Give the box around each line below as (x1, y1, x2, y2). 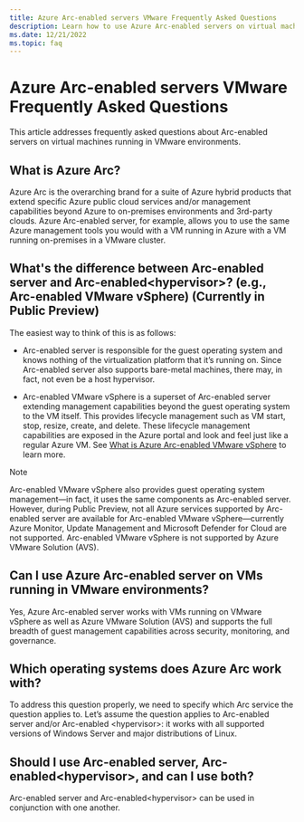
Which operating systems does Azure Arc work (9, 662, 282, 677)
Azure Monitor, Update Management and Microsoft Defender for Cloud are (9, 522, 288, 533)
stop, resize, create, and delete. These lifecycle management (22, 420, 251, 431)
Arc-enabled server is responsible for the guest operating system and (22, 345, 283, 356)
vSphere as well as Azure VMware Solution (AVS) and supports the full (9, 616, 273, 626)
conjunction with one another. (9, 802, 120, 813)
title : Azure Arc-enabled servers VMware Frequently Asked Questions (9, 13, 278, 23)
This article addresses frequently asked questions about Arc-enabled (9, 127, 269, 138)
